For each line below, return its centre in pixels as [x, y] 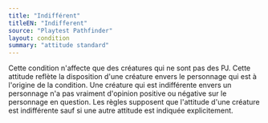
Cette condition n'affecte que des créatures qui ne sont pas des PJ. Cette [130, 68]
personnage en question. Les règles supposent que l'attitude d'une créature [134, 102]
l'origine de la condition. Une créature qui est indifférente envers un [120, 85]
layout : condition [39, 38]
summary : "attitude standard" [59, 46]
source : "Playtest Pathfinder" [61, 30]
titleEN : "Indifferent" [48, 23]
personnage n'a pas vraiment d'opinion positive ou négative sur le [118, 93]
